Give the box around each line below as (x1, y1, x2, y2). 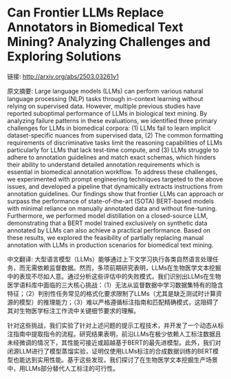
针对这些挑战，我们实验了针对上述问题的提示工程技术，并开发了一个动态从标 (7, 321, 224, 329)
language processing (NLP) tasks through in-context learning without (7, 94, 203, 102)
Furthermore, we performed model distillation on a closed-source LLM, (7, 211, 208, 219)
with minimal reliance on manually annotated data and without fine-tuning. (7, 204, 218, 213)
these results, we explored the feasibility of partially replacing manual (7, 233, 204, 241)
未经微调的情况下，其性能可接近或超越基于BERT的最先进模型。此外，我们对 (7, 338, 221, 347)
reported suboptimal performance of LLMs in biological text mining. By (7, 109, 208, 118)
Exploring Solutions (7, 49, 122, 65)
